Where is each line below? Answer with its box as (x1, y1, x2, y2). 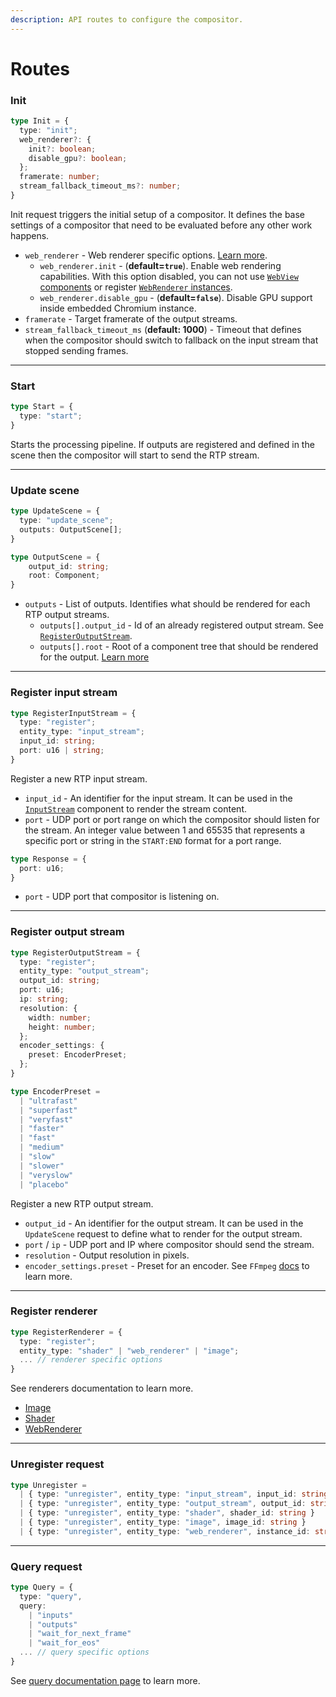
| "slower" (19, 1161, 65, 1171)
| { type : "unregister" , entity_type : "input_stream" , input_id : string (19, 1489, 329, 1500)
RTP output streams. (24, 609, 110, 621)
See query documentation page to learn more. (10, 1674, 201, 1686)
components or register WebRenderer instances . (39, 281, 233, 293)
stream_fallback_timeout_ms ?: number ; (19, 181, 182, 191)
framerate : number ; (19, 172, 101, 182)
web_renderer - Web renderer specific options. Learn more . (24, 249, 268, 261)
